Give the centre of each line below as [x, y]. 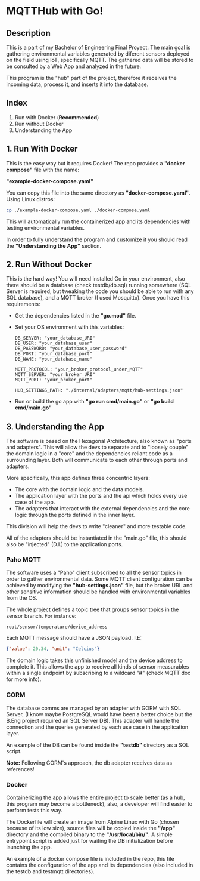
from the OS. [22, 598]
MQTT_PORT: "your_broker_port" [54, 380]
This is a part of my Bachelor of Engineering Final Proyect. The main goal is [99, 47]
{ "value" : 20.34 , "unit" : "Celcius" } [53, 649]
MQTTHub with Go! [55, 11]
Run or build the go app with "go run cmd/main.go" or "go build [94, 402]
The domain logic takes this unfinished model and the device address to [94, 660]
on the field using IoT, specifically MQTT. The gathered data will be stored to [100, 60]
